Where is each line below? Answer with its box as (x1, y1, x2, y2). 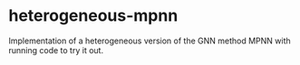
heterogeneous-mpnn (8, 5, 179, 26)
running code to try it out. (8, 44, 104, 55)
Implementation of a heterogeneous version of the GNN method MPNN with (8, 35, 291, 46)
